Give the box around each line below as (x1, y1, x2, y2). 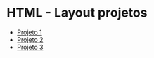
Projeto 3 (16, 43, 44, 51)
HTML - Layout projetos (6, 5, 148, 21)
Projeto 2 (16, 35, 44, 43)
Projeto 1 (16, 28, 43, 36)
